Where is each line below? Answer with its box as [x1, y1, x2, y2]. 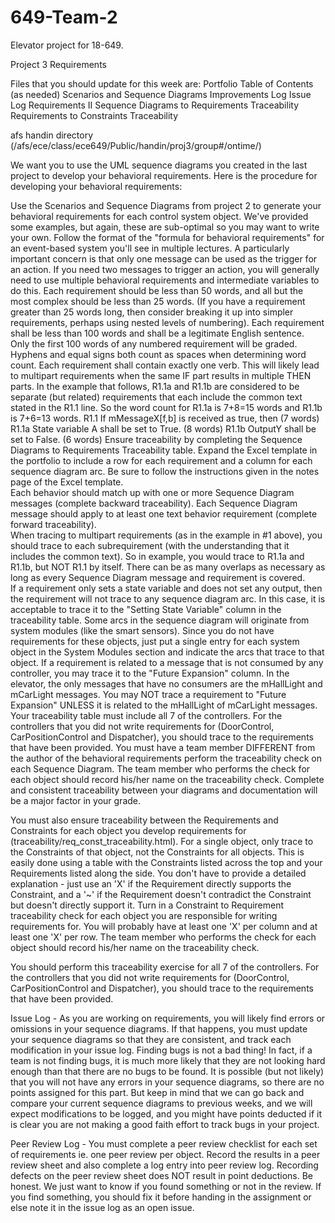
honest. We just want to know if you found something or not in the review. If [10, 1180, 322, 1192]
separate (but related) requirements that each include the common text [10, 391, 303, 403]
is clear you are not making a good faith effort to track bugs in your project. [10, 1118, 320, 1130]
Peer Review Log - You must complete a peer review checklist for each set [10, 1137, 318, 1150]
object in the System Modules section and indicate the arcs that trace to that [10, 646, 325, 658]
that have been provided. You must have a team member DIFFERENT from [10, 741, 316, 753]
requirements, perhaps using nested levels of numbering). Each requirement [10, 316, 325, 328]
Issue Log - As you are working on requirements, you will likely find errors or [10, 1012, 326, 1024]
